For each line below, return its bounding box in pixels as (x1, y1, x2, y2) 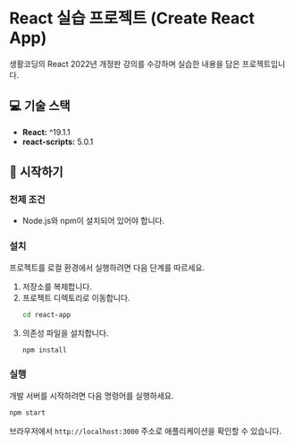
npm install (21, 346, 67, 355)
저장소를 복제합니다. (21, 281, 92, 292)
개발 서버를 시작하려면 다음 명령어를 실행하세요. (9, 390, 174, 401)
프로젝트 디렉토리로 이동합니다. (21, 292, 131, 303)
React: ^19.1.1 (21, 126, 71, 137)
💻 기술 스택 (9, 98, 71, 114)
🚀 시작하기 (9, 165, 64, 180)
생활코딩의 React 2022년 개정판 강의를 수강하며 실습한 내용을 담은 (9, 58, 240, 69)
